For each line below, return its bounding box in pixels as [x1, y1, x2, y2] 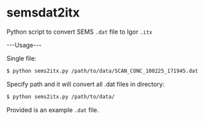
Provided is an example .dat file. [6, 105, 99, 114]
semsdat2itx [6, 5, 80, 21]
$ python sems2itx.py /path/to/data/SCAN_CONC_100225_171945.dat [6, 67, 198, 74]
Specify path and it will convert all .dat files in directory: [6, 80, 165, 88]
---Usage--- [6, 41, 42, 49]
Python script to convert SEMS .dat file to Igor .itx [6, 27, 153, 36]
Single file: [6, 54, 37, 63]
